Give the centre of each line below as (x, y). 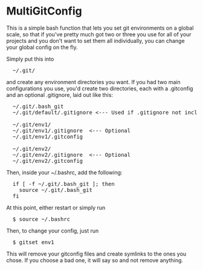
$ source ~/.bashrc (41, 219)
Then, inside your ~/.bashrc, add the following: (64, 172)
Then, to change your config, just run (53, 231)
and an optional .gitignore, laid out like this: (60, 94)
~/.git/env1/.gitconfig (48, 137)
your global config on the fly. (42, 47)
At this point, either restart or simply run (56, 208)
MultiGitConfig (44, 11)
